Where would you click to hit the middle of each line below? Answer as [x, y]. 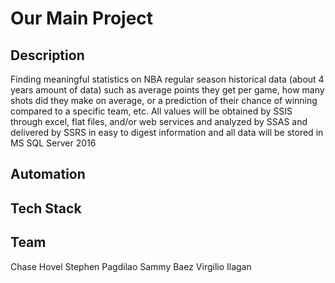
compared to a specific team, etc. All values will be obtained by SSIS [151, 111]
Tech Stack [46, 208]
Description [47, 55]
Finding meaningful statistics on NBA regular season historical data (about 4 [167, 79]
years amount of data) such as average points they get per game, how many [167, 90]
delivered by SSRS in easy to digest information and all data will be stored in [167, 132]
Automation [48, 174]
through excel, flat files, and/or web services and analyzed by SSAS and [159, 121]
